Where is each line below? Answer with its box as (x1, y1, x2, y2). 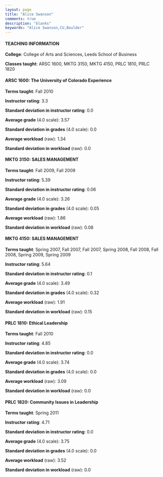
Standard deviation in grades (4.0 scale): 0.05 (5, 205, 99, 211)
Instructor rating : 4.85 (5, 340, 51, 346)
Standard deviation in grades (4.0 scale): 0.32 (5, 290, 99, 296)
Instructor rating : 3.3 (5, 98, 48, 103)
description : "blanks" (5, 21, 51, 26)
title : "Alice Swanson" (5, 12, 54, 17)
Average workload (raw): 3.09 (5, 378, 67, 384)
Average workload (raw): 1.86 (5, 215, 66, 221)
